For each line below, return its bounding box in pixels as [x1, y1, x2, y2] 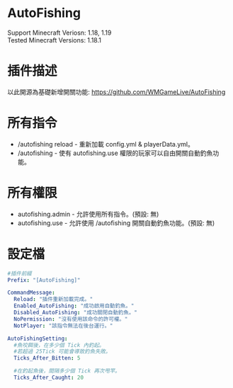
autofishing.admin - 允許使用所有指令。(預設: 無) [17, 210, 159, 218]
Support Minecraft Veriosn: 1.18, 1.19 [7, 28, 112, 37]
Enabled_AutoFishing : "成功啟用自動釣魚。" [13, 302, 135, 309]
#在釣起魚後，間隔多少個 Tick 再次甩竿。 [13, 367, 120, 375]
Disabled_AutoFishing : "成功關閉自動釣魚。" [13, 309, 138, 316]
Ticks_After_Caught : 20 [13, 374, 84, 382]
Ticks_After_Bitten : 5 [13, 355, 81, 362]
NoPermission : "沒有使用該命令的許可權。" [13, 315, 128, 323]
